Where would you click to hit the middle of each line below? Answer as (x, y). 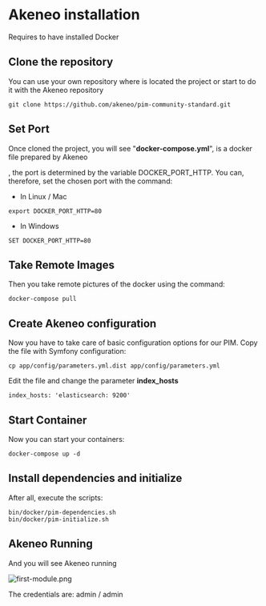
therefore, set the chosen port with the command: (91, 181)
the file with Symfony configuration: (67, 351)
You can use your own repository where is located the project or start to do (132, 81)
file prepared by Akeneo (48, 157)
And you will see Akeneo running (63, 563)
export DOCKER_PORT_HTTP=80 (55, 211)
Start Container (48, 420)
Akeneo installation (74, 15)
